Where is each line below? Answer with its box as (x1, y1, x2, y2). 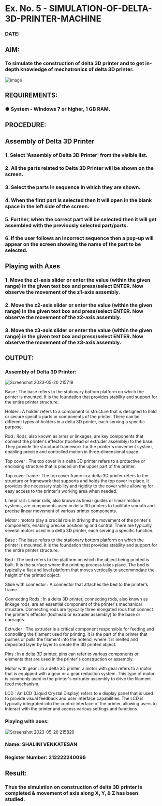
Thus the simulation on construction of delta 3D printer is (5, 784, 143, 790)
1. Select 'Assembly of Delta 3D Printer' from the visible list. (5, 151, 148, 158)
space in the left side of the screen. (5, 203, 89, 210)
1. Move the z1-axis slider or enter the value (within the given (5, 276, 151, 283)
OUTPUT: (5, 354, 34, 362)
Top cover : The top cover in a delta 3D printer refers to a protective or (5, 458, 146, 464)
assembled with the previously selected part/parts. (5, 222, 128, 228)
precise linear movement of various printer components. (5, 508, 118, 514)
